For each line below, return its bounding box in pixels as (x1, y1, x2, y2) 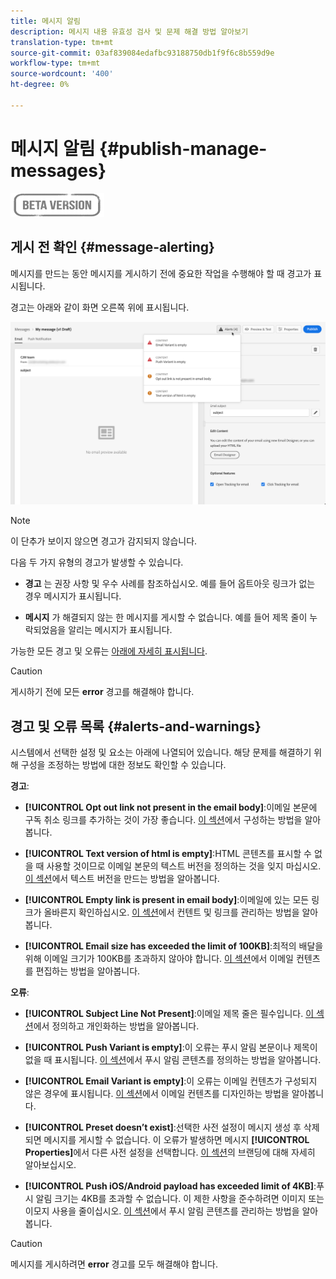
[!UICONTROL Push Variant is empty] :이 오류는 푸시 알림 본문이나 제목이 (24, 1041, 318, 1054)
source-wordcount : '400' (10, 69, 114, 79)
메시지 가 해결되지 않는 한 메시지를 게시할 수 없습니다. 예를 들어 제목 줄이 (24, 611, 308, 624)
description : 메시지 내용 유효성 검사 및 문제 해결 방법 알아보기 (10, 26, 249, 37)
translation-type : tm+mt (10, 37, 114, 47)
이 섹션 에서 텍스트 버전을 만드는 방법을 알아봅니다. (24, 873, 220, 885)
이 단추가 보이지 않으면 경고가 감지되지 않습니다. (10, 535, 198, 547)
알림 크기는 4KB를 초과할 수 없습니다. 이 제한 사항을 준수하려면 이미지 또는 (35, 1193, 325, 1205)
